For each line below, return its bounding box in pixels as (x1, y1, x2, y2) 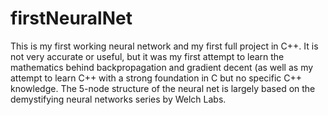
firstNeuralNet (10, 7, 133, 30)
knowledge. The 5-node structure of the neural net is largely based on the (10, 82, 316, 94)
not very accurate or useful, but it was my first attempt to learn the (10, 50, 285, 62)
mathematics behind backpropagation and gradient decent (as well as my (10, 61, 314, 73)
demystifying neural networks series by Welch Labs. (10, 93, 227, 105)
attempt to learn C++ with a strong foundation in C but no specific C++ (10, 72, 302, 84)
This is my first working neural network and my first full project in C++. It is (10, 40, 319, 52)
